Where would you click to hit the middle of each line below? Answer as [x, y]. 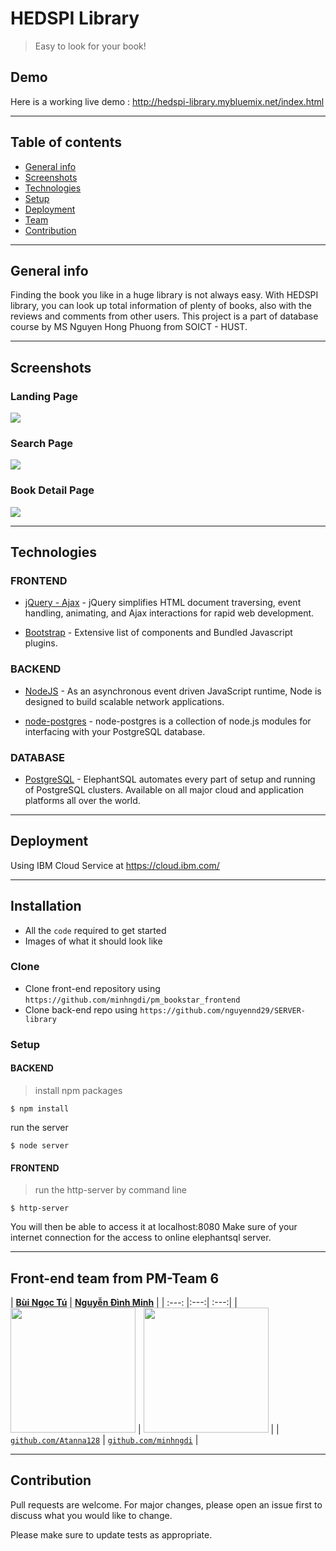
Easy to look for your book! [90, 46]
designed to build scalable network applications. [124, 701]
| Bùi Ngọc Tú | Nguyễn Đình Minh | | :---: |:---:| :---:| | [124, 1302]
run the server [39, 1127]
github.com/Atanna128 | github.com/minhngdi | [104, 1440]
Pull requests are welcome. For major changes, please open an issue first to [166, 1504]
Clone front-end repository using [92, 988]
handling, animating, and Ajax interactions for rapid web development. [169, 613]
